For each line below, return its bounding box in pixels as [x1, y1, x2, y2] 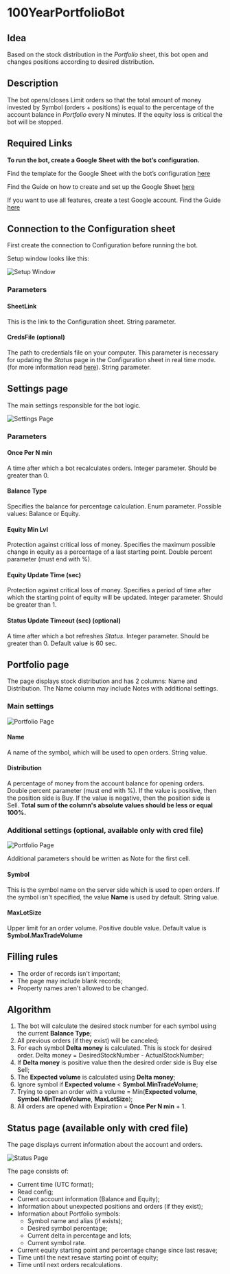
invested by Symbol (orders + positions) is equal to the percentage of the [7, 103, 214, 111]
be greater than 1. [7, 601, 57, 609]
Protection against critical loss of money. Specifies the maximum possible [7, 541, 216, 549]
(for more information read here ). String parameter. [7, 363, 151, 371]
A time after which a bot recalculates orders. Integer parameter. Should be [7, 464, 218, 472]
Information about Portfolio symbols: [16, 1209, 121, 1218]
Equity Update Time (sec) [7, 570, 82, 579]
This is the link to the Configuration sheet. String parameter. [7, 317, 176, 326]
